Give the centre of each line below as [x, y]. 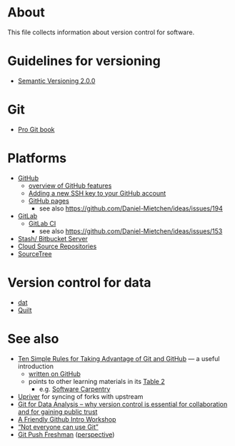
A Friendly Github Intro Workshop [67, 419]
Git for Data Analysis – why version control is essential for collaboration [122, 404]
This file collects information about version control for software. [101, 32]
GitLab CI [42, 223]
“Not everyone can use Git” [58, 427]
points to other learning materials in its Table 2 [97, 381]
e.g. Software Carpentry [75, 389]
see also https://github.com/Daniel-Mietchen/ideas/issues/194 [131, 208]
